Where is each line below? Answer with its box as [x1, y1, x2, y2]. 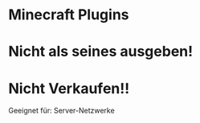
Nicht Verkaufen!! [8, 79, 130, 97]
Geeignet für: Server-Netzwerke [8, 106, 115, 116]
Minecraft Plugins [8, 6, 130, 24]
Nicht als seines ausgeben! [8, 43, 194, 61]
